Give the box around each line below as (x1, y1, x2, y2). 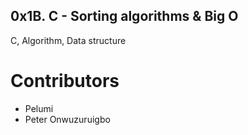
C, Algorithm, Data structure (10, 34, 127, 46)
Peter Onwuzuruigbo (24, 113, 111, 125)
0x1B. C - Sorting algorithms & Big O (10, 8, 239, 25)
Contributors (10, 70, 120, 92)
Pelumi (24, 102, 54, 114)
